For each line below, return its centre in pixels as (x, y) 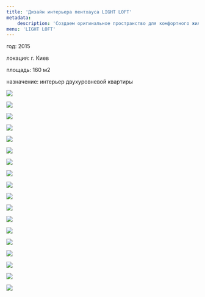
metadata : (19, 18)
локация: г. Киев (28, 58)
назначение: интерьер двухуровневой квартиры (70, 82)
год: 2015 (18, 46)
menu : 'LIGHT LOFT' (31, 29)
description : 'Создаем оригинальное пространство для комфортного (103, 23)
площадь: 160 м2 (28, 70)
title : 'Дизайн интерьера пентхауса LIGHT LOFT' (69, 12)
